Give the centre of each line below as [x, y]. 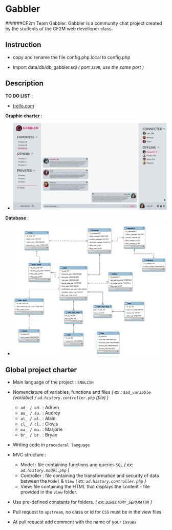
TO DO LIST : [19, 96]
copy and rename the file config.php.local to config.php [71, 57]
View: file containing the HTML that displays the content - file [85, 487]
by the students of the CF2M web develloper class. [59, 28]
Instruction [23, 45]
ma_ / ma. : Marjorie [41, 429]
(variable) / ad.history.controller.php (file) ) [61, 398]
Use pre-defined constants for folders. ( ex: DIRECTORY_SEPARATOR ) [82, 502]
